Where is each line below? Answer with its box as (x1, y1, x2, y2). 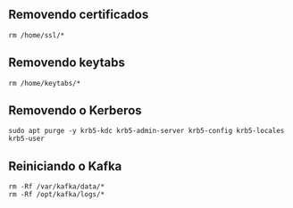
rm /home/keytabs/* (8, 79, 81, 87)
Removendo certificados (8, 7, 149, 22)
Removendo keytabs (8, 55, 126, 71)
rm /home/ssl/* (8, 30, 65, 39)
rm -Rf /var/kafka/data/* (8, 182, 105, 191)
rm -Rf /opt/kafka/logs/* (8, 190, 105, 199)
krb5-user (8, 134, 46, 144)
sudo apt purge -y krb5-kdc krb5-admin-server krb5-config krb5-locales (8, 127, 285, 136)
